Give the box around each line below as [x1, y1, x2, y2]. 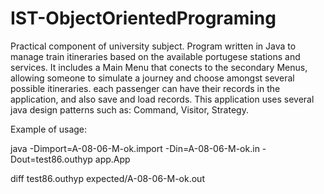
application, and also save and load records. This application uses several [10, 93, 315, 105]
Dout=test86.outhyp [10, 153, 93, 165]
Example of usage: [10, 123, 88, 135]
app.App [94, 153, 131, 165]
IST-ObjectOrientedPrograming [10, 7, 277, 30]
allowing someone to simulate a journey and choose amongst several [10, 72, 295, 84]
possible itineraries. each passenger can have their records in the [10, 82, 281, 94]
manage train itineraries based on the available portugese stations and [10, 50, 301, 62]
